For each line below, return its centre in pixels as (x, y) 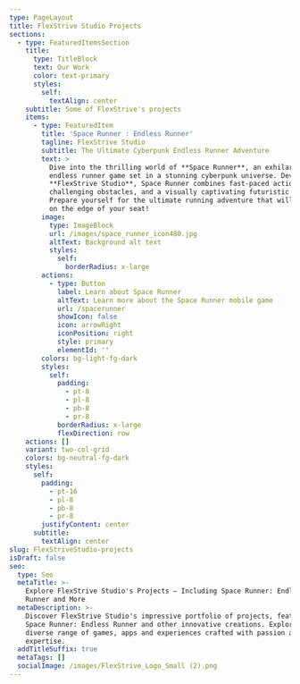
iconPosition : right (95, 334)
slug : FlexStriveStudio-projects (71, 549)
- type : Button (77, 283)
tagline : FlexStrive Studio (93, 142)
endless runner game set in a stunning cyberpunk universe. (163, 175)
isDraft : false (37, 558)
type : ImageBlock (81, 225)
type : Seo (35, 574)
